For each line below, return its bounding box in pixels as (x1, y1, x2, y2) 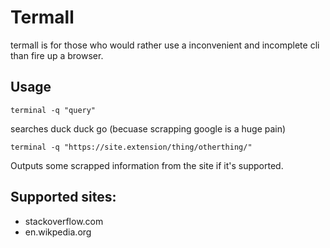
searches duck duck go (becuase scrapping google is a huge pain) (10, 122, 287, 135)
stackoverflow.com (24, 215, 104, 227)
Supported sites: (10, 189, 117, 206)
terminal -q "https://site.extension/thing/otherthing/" (10, 142, 253, 152)
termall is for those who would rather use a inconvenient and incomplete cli (10, 39, 320, 51)
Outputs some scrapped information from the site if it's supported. (10, 159, 284, 171)
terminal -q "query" (10, 105, 97, 115)
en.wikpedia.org (24, 226, 92, 238)
